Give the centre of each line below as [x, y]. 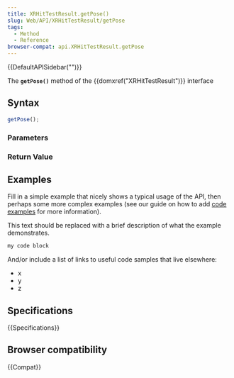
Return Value [30, 157]
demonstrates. [28, 233]
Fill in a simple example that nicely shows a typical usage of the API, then [114, 196]
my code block [28, 246]
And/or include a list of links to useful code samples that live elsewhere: [112, 260]
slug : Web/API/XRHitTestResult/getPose [66, 21]
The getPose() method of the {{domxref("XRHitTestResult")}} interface [111, 81]
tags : [15, 27]
